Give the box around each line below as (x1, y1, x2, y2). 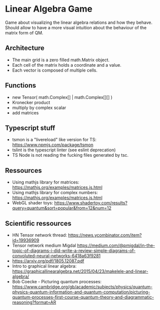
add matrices (12, 109, 39, 115)
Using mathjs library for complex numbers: (12, 190, 98, 196)
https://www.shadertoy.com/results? (54, 200, 128, 206)
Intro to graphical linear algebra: (12, 263, 77, 269)
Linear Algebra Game (5, 3, 93, 15)
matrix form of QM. (5, 30, 43, 36)
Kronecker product (12, 99, 50, 105)
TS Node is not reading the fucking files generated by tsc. (12, 152, 129, 158)
